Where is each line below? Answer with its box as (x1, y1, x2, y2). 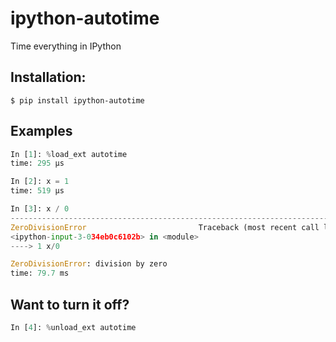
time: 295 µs (10, 158, 65, 169)
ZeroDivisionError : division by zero (10, 259, 168, 269)
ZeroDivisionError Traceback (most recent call (10, 222, 320, 232)
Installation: (10, 69, 87, 86)
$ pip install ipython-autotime (10, 95, 145, 106)
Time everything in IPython (10, 40, 122, 52)
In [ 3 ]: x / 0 (10, 204, 70, 214)
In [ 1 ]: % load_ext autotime (10, 149, 128, 159)
